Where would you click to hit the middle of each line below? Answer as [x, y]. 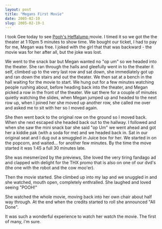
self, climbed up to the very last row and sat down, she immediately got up [79, 72]
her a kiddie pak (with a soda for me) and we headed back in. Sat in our [76, 133]
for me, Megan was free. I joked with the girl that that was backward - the [78, 47]
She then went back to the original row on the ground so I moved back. [76, 117]
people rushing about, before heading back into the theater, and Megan [76, 87]
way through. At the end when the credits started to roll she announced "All [80, 202]
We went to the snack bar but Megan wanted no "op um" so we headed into [81, 61]
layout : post [18, 9]
